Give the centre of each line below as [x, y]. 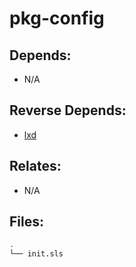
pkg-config [57, 18]
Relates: [35, 166]
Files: [26, 222]
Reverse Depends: [68, 110]
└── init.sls [36, 254]
